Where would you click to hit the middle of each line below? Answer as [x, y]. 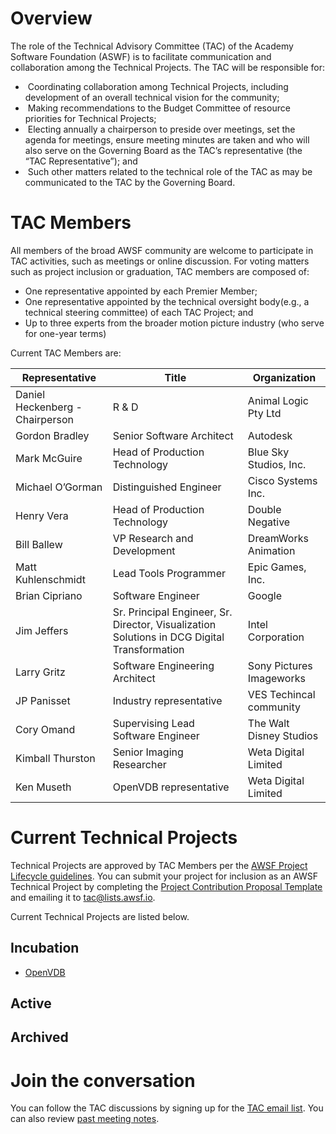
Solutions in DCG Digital [168, 637]
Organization [284, 377]
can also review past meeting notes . [85, 1119]
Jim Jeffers [42, 630]
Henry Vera [42, 515]
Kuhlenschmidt [50, 579]
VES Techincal [281, 694]
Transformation [148, 649]
